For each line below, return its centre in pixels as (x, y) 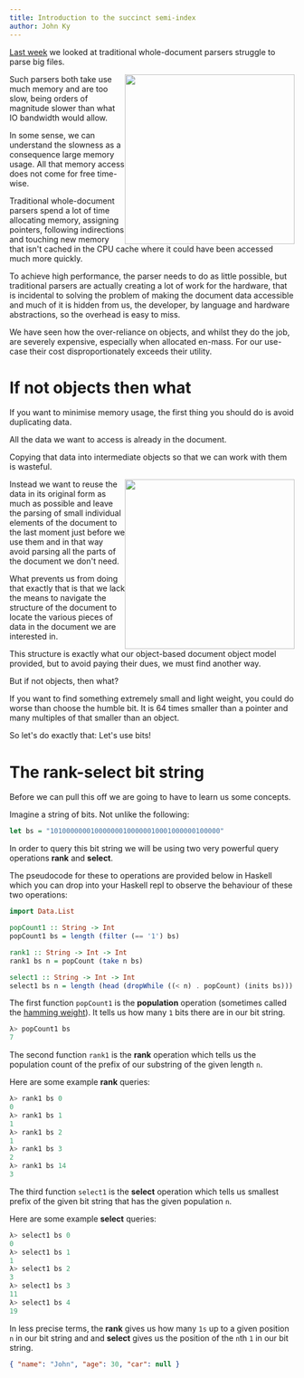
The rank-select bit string (107, 772)
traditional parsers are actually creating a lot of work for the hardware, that (148, 285)
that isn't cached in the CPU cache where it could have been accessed (142, 249)
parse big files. (37, 62)
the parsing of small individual (66, 513)
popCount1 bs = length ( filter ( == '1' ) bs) (95, 936)
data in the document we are (63, 627)
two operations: (38, 895)
